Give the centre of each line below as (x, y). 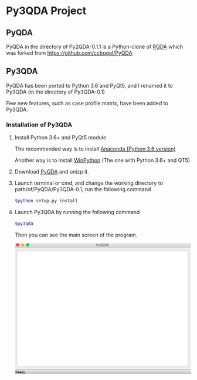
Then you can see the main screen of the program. (76, 235)
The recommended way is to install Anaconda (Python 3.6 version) (95, 149)
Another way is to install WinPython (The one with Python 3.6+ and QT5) (102, 161)
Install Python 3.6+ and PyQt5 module (60, 138)
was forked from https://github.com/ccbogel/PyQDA (69, 53)
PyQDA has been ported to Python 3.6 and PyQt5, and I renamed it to (89, 85)
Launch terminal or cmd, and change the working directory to (89, 183)
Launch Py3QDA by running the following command (77, 212)
